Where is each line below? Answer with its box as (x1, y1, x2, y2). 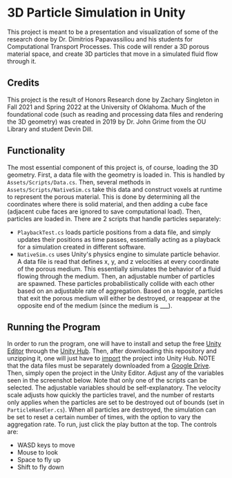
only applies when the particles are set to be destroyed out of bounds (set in (7, 399, 224, 407)
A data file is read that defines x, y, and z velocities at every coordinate (17, 257, 220, 265)
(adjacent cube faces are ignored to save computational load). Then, (7, 207, 202, 216)
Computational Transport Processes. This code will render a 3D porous (7, 42, 209, 50)
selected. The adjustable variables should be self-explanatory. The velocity (7, 383, 221, 392)
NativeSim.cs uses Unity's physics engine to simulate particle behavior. (17, 250, 220, 258)
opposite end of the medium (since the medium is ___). (17, 301, 173, 309)
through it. (7, 57, 37, 65)
